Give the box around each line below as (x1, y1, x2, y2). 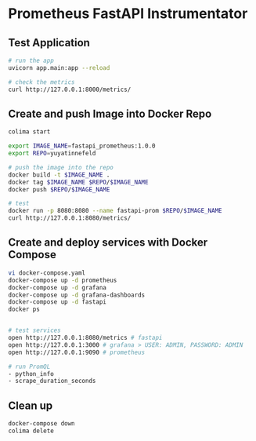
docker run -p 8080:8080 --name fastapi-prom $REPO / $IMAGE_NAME (8, 207, 222, 215)
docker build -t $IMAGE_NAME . (8, 170, 110, 179)
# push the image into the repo (8, 163, 114, 171)
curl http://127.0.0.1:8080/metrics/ (8, 214, 132, 222)
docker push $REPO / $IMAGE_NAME (8, 185, 110, 193)
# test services (8, 326, 61, 334)
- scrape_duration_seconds (8, 377, 96, 385)
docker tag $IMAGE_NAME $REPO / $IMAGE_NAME (8, 178, 149, 186)
